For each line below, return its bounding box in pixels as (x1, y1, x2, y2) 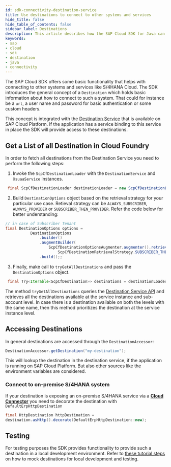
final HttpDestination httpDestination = (5, 412, 95, 417)
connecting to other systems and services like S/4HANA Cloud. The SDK (5, 84, 158, 90)
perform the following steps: (5, 160, 65, 166)
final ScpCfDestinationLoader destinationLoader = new (7, 185, 126, 191)
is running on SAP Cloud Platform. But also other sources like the (5, 363, 141, 369)
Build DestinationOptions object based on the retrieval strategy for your (12, 195, 164, 201)
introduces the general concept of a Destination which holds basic (5, 90, 146, 96)
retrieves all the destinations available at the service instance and (5, 294, 142, 300)
